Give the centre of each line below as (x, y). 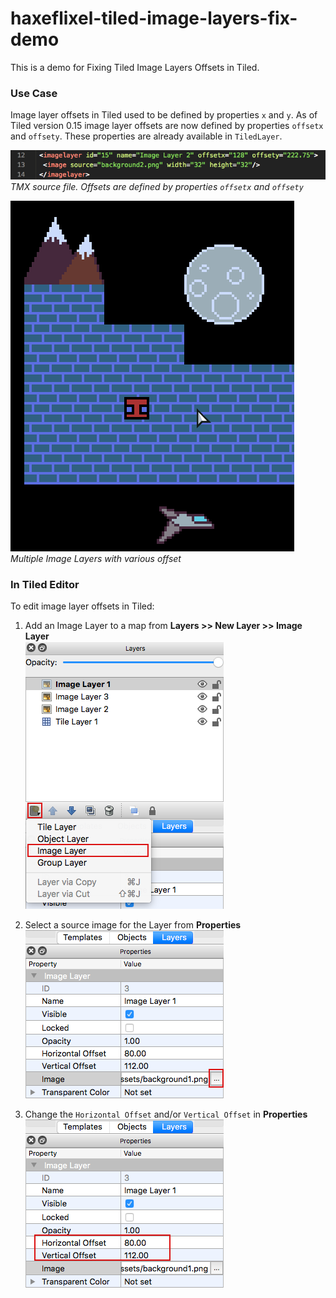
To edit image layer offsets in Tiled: (82, 606)
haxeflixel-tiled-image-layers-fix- (154, 18)
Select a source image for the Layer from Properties (133, 925)
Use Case (34, 93)
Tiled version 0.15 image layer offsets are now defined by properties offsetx (167, 126)
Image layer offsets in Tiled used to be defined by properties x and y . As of (164, 115)
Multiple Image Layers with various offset (96, 559)
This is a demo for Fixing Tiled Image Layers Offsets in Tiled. (135, 67)
